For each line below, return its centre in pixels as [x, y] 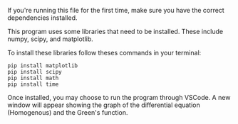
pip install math [33, 78]
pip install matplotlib [43, 66]
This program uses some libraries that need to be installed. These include [115, 32]
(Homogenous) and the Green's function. [68, 112]
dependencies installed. [42, 18]
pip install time [33, 84]
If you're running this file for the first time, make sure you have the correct [116, 10]
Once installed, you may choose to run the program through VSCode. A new [119, 97]
